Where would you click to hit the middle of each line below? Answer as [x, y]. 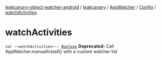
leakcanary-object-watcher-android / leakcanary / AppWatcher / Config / [81, 7]
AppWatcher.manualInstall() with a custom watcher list [61, 51]
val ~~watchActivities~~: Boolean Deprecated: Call [60, 46]
